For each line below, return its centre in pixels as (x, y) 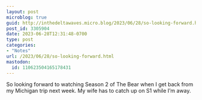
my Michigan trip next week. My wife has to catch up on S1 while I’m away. (99, 91)
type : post (20, 40)
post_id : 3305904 (28, 28)
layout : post (23, 12)
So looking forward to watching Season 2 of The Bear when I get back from (100, 84)
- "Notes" (19, 51)
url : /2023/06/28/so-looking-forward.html (60, 56)
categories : (21, 46)
